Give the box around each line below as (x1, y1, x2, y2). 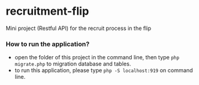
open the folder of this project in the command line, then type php (14, 54, 180, 61)
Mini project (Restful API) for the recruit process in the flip (6, 24, 151, 32)
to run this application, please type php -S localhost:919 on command (14, 67, 193, 74)
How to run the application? (6, 40, 90, 48)
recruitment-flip (6, 4, 89, 18)
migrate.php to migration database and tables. (14, 60, 131, 68)
